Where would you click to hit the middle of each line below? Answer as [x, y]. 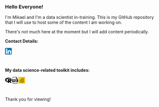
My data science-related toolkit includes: [47, 70]
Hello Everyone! [24, 7]
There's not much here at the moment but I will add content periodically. [77, 32]
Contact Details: [22, 41]
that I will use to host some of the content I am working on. [64, 22]
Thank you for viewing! [28, 99]
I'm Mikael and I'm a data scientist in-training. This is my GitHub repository [79, 17]
